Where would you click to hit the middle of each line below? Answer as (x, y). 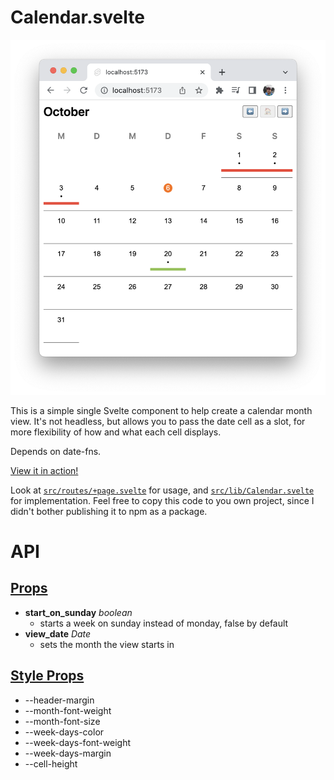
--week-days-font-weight (78, 742)
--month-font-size (62, 721)
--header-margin (59, 700)
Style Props (47, 676)
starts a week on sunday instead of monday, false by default (164, 623)
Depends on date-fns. (56, 451)
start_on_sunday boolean (78, 612)
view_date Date (58, 633)
